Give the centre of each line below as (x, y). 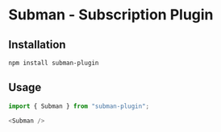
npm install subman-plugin (54, 63)
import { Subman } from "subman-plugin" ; (79, 106)
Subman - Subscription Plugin (111, 15)
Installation (37, 45)
